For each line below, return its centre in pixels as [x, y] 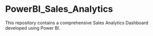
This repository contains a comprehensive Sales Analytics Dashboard [77, 23]
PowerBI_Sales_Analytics [59, 9]
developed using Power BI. [33, 28]
